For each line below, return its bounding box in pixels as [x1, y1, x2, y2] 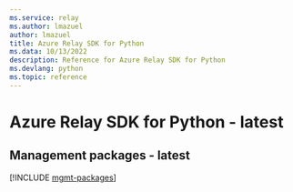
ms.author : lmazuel [9, 22, 84, 31]
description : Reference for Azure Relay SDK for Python [9, 56, 226, 65]
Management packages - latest [9, 147, 191, 164]
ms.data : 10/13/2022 [9, 47, 88, 56]
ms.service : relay [9, 13, 79, 23]
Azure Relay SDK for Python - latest [9, 111, 284, 132]
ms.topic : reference [9, 73, 88, 82]
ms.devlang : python [9, 65, 84, 74]
